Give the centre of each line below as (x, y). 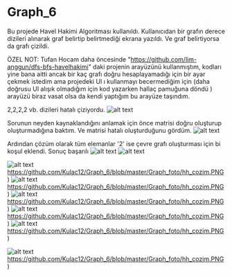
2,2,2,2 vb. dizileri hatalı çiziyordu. (56, 109)
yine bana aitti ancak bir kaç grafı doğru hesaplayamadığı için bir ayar (106, 74)
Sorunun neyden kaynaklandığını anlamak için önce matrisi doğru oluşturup (115, 123)
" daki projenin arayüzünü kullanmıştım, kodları (155, 66)
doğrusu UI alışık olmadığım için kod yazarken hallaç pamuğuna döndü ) (110, 89)
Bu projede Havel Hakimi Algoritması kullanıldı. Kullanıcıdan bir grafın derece (116, 31)
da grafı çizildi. (28, 46)
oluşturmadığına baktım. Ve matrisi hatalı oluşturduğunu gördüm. (99, 130)
